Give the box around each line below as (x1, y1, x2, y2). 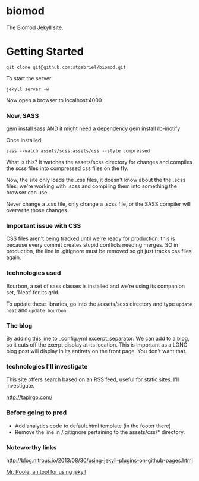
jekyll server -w (6, 86, 49, 92)
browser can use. (6, 189, 49, 196)
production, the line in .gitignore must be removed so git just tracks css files (6, 248, 192, 255)
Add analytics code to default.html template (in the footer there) (14, 422, 171, 429)
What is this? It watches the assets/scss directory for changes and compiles (6, 159, 193, 166)
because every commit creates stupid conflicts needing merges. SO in (6, 241, 178, 249)
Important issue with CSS (6, 222, 81, 230)
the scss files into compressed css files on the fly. (6, 165, 129, 172)
